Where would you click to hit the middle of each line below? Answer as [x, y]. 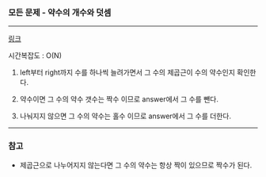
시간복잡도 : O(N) [35, 56]
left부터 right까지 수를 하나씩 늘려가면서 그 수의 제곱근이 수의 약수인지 [127, 72]
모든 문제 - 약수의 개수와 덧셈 [60, 12]
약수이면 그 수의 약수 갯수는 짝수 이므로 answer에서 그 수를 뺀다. [119, 99]
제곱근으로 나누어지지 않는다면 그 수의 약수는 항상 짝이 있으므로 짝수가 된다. [136, 165]
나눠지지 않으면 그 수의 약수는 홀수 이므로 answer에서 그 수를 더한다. [125, 116]
